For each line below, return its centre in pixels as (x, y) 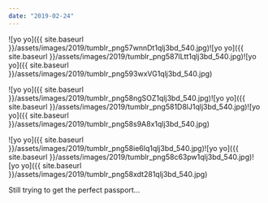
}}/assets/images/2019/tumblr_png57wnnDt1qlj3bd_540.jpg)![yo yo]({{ (126, 48)
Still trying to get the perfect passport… (74, 190)
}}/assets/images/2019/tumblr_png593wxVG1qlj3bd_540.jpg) (110, 73)
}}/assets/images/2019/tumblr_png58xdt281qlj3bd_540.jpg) (108, 174)
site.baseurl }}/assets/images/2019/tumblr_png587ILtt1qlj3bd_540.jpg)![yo (133, 56)
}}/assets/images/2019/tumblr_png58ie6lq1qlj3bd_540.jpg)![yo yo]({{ (124, 148)
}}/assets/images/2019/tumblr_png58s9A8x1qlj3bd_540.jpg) (109, 123)
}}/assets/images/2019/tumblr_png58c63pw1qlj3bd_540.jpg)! (151, 157)
